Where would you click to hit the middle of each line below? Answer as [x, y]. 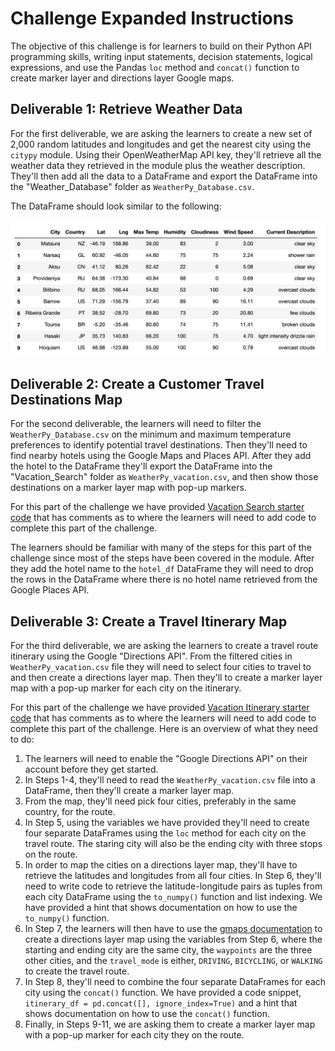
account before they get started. [91, 769]
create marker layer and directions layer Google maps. [122, 78]
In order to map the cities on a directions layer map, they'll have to [161, 864]
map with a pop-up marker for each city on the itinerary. [126, 688]
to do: [22, 739]
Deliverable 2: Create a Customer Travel [137, 383]
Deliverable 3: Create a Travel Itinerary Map [149, 621]
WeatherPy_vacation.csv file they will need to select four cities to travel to [161, 666]
